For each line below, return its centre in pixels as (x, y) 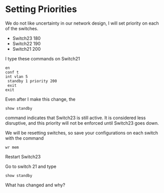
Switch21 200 (27, 49)
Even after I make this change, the (40, 99)
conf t (12, 72)
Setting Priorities (41, 9)
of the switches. (22, 28)
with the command (25, 138)
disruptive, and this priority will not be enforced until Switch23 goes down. (82, 123)
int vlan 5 (17, 76)
